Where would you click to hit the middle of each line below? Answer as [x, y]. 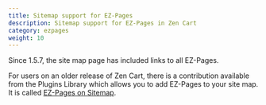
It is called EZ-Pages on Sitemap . [62, 93]
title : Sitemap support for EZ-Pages [71, 16]
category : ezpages [39, 30]
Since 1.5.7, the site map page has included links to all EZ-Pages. [114, 60]
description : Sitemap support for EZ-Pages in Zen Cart [102, 23]
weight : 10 [26, 38]
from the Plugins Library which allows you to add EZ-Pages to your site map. [133, 84]
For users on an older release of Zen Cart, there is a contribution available [129, 76]
